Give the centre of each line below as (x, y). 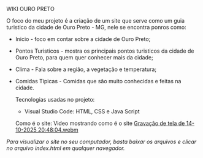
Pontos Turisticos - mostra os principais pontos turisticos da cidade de (105, 51)
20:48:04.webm (58, 130)
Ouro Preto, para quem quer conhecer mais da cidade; (84, 57)
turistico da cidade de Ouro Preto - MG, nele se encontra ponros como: (96, 27)
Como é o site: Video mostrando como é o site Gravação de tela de (100, 123)
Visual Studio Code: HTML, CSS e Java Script (82, 111)
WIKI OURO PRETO (31, 9)
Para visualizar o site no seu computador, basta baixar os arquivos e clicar (101, 141)
